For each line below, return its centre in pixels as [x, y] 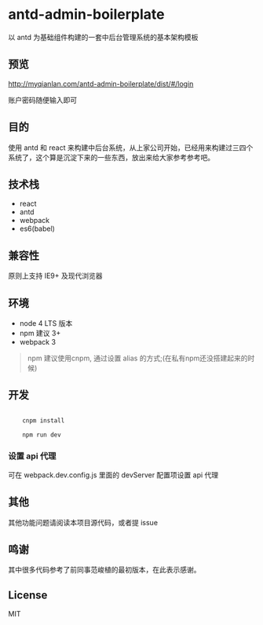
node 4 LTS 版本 [46, 323]
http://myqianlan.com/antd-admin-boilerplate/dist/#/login [101, 83]
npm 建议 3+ [40, 333]
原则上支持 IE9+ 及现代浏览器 [55, 276]
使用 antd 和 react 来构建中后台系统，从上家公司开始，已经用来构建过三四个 [131, 148]
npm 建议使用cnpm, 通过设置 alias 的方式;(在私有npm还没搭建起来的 [138, 358]
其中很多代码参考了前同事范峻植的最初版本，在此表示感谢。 [104, 570]
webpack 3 [38, 342]
